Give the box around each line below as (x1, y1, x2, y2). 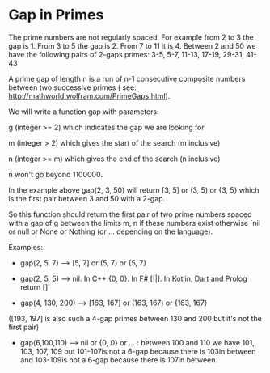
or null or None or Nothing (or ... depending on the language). (8, 227, 213, 236)
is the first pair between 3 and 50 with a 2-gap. (8, 193, 166, 203)
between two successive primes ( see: (8, 83, 137, 92)
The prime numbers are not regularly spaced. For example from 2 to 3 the (8, 32, 254, 42)
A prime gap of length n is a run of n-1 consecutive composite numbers (8, 74, 246, 83)
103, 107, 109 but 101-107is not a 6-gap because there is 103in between (19, 346, 256, 356)
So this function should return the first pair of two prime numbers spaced (8, 209, 252, 219)
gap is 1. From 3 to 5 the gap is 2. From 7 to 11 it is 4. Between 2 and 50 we (8, 40, 256, 50)
